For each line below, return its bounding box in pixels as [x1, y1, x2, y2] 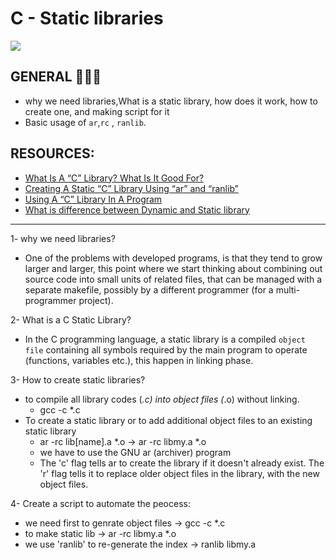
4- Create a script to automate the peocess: [10, 497, 191, 509]
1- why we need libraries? [10, 232, 116, 244]
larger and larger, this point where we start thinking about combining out [24, 262, 323, 274]
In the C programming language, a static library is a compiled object [24, 333, 306, 345]
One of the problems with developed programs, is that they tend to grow [24, 252, 323, 264]
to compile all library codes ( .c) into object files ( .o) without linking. [24, 393, 300, 405]
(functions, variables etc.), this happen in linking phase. [24, 354, 254, 366]
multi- [275, 283, 301, 296]
